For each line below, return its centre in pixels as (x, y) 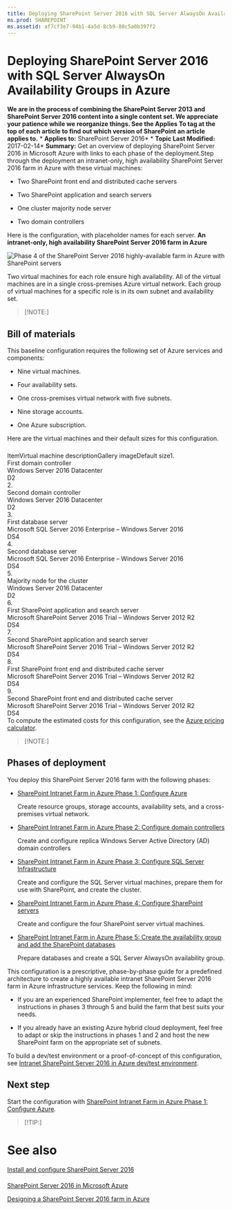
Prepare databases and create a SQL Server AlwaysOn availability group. (121, 958)
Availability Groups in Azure (89, 90)
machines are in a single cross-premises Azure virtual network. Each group (114, 284)
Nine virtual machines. (49, 372)
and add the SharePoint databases (66, 944)
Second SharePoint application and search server (78, 640)
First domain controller (39, 463)
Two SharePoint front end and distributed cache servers (97, 181)
